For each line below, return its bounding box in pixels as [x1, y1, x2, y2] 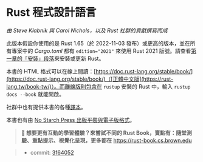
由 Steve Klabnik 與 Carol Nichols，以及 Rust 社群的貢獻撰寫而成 [6, 27, 168, 34]
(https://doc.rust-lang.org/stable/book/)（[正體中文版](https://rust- [6, 75, 174, 83]
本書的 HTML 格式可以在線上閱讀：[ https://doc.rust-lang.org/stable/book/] [6, 67, 193, 75]
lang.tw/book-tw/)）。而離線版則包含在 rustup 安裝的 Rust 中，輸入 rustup [6, 83, 191, 90]
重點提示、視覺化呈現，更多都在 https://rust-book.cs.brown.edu [32, 137, 192, 144]
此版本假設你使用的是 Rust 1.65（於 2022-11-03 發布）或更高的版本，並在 [6, 39, 190, 47]
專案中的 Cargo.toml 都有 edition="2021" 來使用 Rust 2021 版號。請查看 [11, 47, 191, 55]
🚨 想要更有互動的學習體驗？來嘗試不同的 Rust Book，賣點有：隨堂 [21, 129, 187, 137]
